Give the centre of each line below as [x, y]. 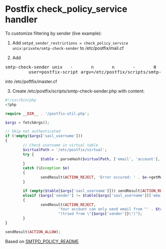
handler [21, 20]
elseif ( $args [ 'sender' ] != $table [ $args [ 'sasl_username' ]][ [87, 195]
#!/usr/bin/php [21, 100]
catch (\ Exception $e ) [46, 168]
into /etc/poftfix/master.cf [31, 81]
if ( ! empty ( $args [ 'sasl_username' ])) [44, 136]
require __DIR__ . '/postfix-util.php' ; [47, 114]
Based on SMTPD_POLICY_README [42, 241]
